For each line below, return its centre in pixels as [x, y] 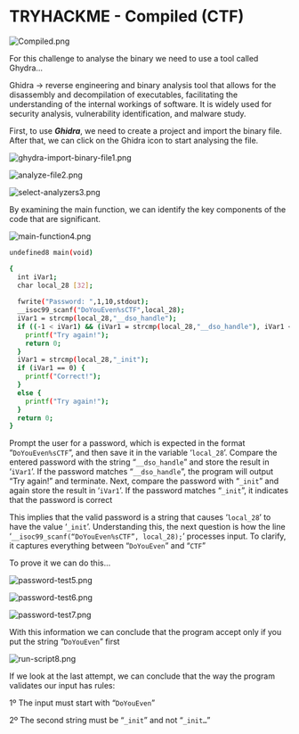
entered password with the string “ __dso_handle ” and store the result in [139, 462]
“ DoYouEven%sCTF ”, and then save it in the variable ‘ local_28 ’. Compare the [143, 453]
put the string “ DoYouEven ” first [65, 642]
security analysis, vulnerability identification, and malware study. [128, 113]
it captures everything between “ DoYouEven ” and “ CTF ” [108, 546]
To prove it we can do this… [60, 563]
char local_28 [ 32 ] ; [55, 285]
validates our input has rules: [62, 686]
